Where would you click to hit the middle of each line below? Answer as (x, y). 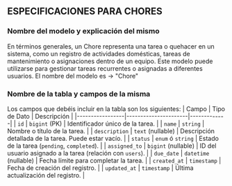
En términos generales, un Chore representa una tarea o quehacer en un (111, 46)
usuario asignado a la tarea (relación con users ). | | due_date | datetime (108, 153)
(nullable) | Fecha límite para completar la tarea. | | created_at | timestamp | (114, 160)
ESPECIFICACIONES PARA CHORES (85, 11)
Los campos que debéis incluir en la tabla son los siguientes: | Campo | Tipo (116, 109)
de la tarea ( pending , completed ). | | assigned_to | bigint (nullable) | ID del (112, 146)
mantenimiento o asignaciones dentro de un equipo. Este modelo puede (110, 61)
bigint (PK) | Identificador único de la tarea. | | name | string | (117, 124)
